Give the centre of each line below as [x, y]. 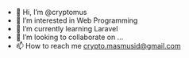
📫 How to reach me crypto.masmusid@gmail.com [98, 46]
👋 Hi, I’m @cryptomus [51, 12]
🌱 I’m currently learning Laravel [67, 29]
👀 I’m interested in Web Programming [77, 20]
